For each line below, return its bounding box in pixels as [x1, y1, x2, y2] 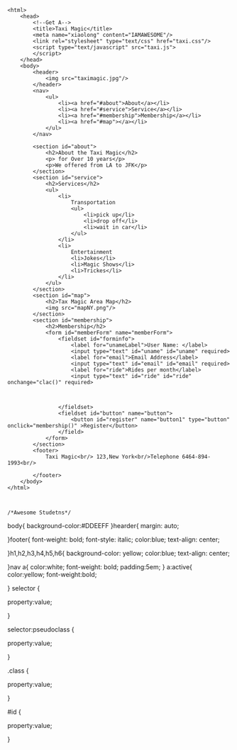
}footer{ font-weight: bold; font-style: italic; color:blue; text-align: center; [7, 535, 220, 544]
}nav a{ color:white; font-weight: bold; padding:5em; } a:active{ [7, 563, 193, 571]
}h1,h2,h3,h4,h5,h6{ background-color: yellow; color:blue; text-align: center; [7, 549, 231, 557]
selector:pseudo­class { [7, 625, 75, 634]
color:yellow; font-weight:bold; [7, 571, 97, 578]
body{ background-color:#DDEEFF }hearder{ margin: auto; [7, 522, 180, 530]
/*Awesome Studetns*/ [7, 509, 72, 516]
